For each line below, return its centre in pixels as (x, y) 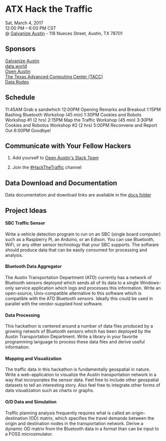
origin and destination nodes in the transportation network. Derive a (74, 423)
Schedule (20, 98)
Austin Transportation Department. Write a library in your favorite (71, 337)
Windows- (150, 283)
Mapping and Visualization (33, 358)
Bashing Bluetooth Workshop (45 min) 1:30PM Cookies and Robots (73, 114)
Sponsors (20, 49)
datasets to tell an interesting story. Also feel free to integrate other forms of (83, 385)
